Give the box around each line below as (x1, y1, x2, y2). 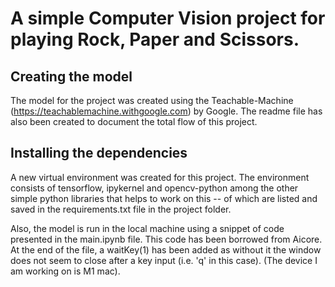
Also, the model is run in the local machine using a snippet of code (10, 222, 285, 234)
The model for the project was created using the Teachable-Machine (10, 95, 294, 106)
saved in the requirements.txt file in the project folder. (10, 203, 232, 215)
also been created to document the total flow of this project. (10, 116, 258, 127)
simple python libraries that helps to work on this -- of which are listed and (10, 192, 318, 204)
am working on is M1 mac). (10, 265, 121, 277)
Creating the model (10, 68, 133, 85)
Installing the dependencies (10, 145, 188, 162)
